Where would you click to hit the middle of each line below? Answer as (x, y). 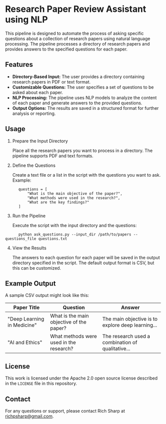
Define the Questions (34, 165)
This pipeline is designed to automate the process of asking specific (75, 33)
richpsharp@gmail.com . (29, 416)
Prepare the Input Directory (40, 141)
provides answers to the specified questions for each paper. (66, 49)
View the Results (29, 248)
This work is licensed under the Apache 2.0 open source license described (82, 378)
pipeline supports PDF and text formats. (53, 156)
